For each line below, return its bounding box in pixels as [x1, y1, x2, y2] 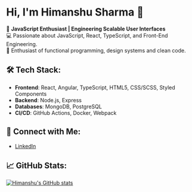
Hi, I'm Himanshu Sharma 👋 [6, 5, 144, 19]
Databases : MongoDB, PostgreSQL [14, 103, 103, 110]
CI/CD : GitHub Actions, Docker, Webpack [14, 109, 117, 116]
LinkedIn [14, 142, 36, 150]
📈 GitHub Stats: [6, 160, 67, 170]
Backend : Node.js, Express [14, 96, 82, 103]
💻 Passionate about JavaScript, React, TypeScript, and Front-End [6, 32, 168, 39]
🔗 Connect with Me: [6, 127, 81, 137]
